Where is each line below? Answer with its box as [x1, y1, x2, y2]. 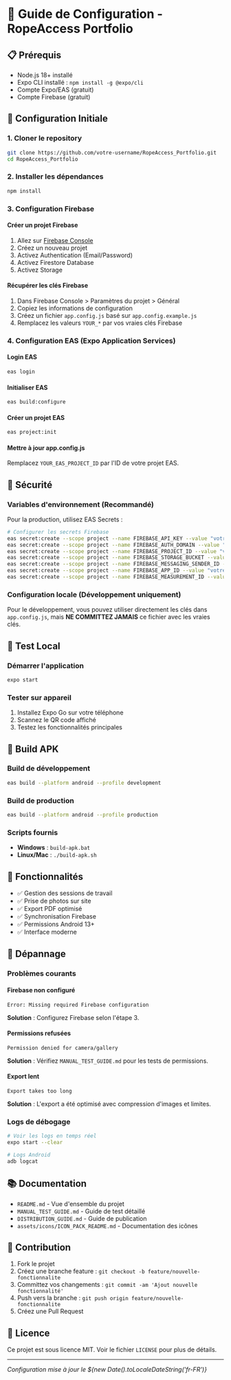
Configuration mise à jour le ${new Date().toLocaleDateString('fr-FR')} [7, 1366, 208, 1374]
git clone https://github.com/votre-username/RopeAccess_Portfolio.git [7, 149, 217, 156]
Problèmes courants [7, 969, 77, 979]
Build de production [7, 796, 74, 806]
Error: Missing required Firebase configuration [7, 1001, 149, 1008]
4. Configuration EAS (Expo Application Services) [7, 336, 176, 346]
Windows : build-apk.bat [16, 843, 91, 852]
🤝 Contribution [7, 1241, 71, 1253]
